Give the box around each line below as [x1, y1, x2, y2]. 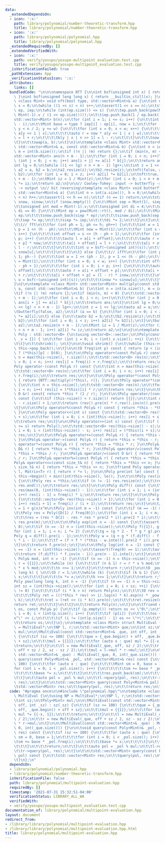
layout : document [5, 812, 41, 817]
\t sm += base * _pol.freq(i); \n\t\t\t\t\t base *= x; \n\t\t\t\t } [14, 739, 148, 744]
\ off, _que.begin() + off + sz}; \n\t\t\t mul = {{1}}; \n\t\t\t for [14, 707, 153, 712]
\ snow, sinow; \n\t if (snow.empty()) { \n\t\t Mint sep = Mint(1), [14, 199, 151, 204]
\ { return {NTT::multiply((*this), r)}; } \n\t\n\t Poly [14, 377, 131, 383]
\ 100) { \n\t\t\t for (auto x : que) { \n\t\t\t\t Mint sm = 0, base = [14, 661, 157, 666]
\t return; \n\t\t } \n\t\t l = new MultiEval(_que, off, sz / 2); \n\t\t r [14, 643, 160, 648]
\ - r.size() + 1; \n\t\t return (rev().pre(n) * [14, 401, 113, 406]
